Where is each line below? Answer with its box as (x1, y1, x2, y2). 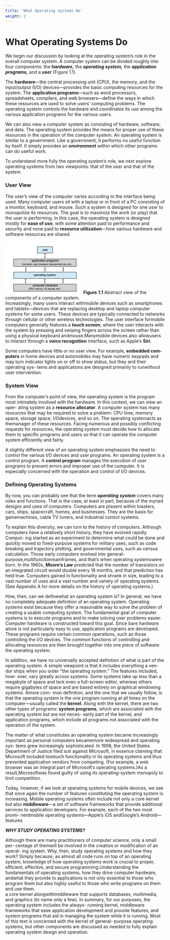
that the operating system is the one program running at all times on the (5, 695, 155, 701)
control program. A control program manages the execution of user (5, 458, 147, 464)
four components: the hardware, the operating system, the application (5, 64, 157, 70)
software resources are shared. (5, 231, 71, 237)
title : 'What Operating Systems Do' (5, 8, 83, 13)
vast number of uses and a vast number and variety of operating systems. (5, 578, 160, 584)
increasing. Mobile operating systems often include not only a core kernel (5, 796, 159, 802)
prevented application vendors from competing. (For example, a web (5, 759, 149, 765)
